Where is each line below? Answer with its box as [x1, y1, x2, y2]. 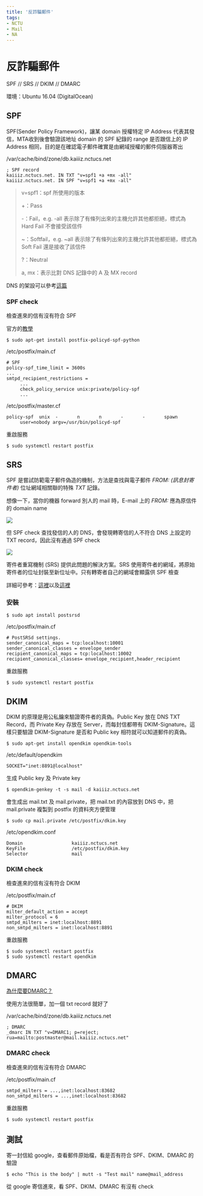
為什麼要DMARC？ [6, 987, 53, 994]
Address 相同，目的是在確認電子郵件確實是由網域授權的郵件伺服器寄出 [6, 142, 184, 150]
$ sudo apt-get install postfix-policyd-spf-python [6, 337, 140, 343]
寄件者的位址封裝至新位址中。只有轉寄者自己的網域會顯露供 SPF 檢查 [6, 568, 179, 575]
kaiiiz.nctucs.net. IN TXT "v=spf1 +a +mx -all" [6, 172, 132, 178]
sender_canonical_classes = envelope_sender [6, 645, 121, 652]
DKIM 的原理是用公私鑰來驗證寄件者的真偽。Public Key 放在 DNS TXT [6, 713, 181, 720]
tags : [6, 15, 20, 21]
